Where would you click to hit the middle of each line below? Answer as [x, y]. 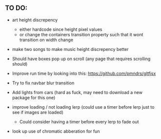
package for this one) [34, 97]
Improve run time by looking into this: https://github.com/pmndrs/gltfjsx [84, 73]
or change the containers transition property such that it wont [81, 34]
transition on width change [46, 40]
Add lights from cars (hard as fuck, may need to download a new [77, 92]
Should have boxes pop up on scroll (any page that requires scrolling [81, 59]
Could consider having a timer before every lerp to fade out [79, 121]
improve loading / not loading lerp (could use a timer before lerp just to [83, 107]
